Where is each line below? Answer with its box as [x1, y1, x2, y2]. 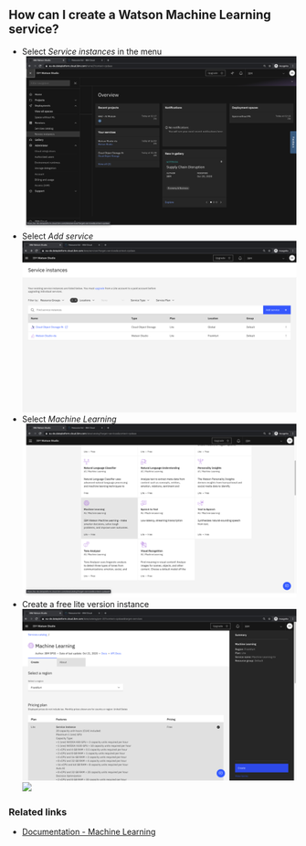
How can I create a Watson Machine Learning [8, 7, 271, 23]
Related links [8, 805, 68, 818]
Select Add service [21, 230, 94, 241]
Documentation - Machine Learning [21, 827, 156, 838]
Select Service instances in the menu [21, 46, 163, 57]
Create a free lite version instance [21, 598, 150, 609]
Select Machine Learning [21, 413, 117, 424]
